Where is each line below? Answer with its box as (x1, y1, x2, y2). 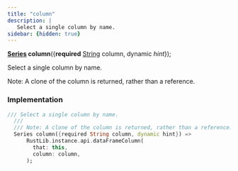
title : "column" (7, 10, 55, 18)
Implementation (7, 95, 64, 105)
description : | (7, 17, 52, 24)
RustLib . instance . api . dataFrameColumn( (25, 138, 144, 145)
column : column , (33, 150, 81, 158)
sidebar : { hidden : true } (7, 30, 81, 38)
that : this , (33, 143, 69, 151)
